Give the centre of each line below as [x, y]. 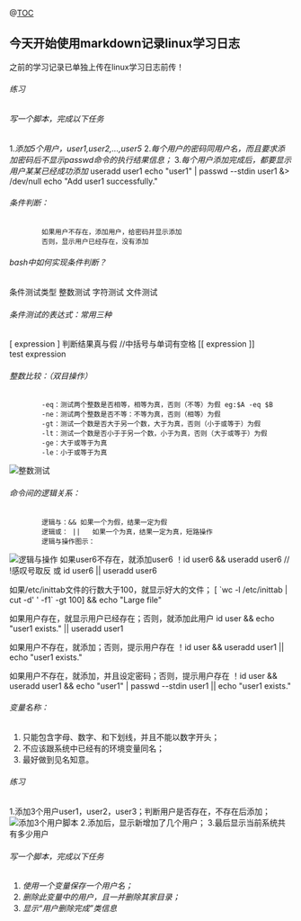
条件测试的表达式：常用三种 [61, 314]
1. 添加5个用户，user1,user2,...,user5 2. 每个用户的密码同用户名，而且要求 [143, 149]
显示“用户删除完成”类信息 [70, 908]
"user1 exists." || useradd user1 [66, 628]
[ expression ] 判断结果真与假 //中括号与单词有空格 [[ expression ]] [132, 344]
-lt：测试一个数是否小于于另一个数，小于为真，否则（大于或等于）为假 [155, 434]
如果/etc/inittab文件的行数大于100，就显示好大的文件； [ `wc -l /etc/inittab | [149, 590]
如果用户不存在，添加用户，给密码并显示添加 [112, 232]
